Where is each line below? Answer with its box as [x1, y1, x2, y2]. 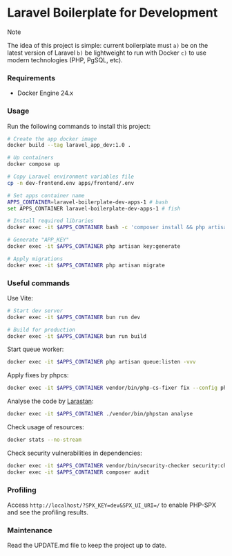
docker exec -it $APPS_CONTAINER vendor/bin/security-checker [7, 462, 190, 469]
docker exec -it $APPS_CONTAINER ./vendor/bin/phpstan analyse [7, 411, 193, 418]
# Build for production [7, 326, 76, 333]
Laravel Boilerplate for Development [7, 5, 218, 21]
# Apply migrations [7, 255, 64, 262]
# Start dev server [7, 307, 64, 314]
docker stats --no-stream [7, 436, 81, 444]
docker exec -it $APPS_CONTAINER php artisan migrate [7, 262, 166, 269]
